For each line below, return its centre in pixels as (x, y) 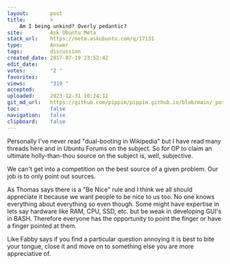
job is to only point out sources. (51, 176)
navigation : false (37, 115)
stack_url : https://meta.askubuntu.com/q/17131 (81, 39)
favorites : (23, 77)
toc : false (37, 109)
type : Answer (38, 45)
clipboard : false (37, 121)
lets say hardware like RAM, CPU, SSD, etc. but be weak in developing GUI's (114, 211)
